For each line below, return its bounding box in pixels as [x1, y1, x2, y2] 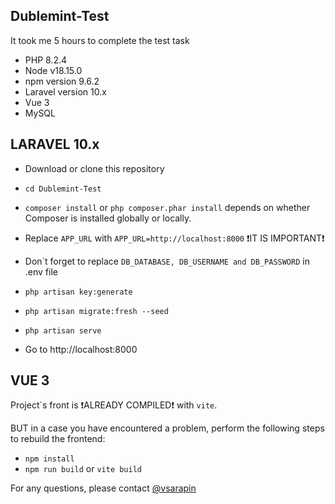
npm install [24, 454, 75, 464]
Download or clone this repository [24, 162, 165, 174]
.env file [24, 265, 58, 278]
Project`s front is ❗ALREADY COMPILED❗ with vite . [10, 399, 218, 411]
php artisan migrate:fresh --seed [24, 306, 169, 316]
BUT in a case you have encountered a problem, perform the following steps [10, 422, 325, 434]
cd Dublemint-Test [24, 184, 102, 194]
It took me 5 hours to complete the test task [10, 34, 190, 46]
